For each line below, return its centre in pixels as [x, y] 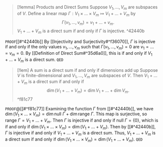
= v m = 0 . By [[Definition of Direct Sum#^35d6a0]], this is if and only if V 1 [79, 53]
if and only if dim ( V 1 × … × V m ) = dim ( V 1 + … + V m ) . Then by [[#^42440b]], [81, 127]
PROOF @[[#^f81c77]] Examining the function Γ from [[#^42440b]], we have [79, 108]
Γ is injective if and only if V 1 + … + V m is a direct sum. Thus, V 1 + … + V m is [80, 134]
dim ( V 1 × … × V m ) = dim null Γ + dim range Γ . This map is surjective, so [76, 114]
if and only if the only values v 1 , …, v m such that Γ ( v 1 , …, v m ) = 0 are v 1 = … [80, 47]
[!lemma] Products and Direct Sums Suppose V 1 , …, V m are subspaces [87, 8]
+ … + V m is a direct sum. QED [34, 60]
